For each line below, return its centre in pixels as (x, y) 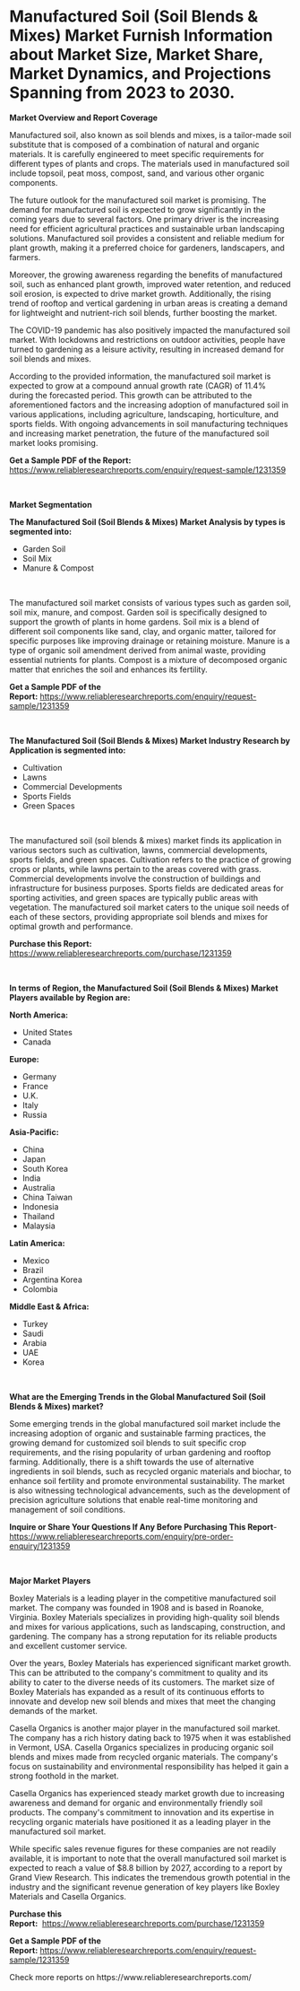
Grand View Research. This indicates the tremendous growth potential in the (150, 1877)
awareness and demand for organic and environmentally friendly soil (136, 1803)
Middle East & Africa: (49, 1306)
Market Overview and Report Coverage (84, 118)
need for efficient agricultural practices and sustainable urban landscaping (147, 228)
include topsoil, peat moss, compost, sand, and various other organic (137, 173)
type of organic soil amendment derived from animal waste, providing (137, 650)
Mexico (36, 1260)
